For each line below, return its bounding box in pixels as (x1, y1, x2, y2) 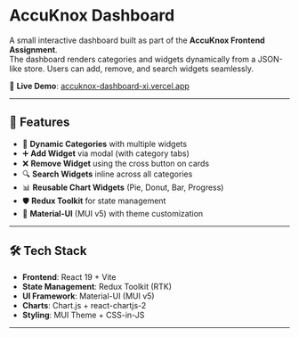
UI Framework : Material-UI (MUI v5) (21, 291, 155, 301)
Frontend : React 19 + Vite (21, 271, 117, 282)
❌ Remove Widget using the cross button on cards (21, 158, 210, 168)
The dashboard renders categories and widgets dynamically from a (9, 53, 256, 64)
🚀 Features (9, 115, 70, 130)
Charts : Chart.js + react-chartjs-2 (21, 300, 147, 310)
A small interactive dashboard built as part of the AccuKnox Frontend (9, 35, 265, 45)
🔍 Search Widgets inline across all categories (21, 168, 193, 179)
